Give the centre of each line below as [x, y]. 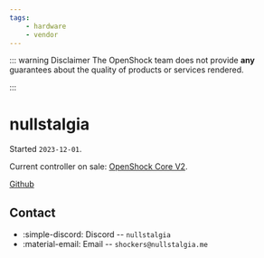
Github [22, 184]
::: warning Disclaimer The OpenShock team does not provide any [132, 61]
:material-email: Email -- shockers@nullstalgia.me [115, 244]
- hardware [46, 26]
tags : [19, 18]
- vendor [42, 34]
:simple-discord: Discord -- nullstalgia [97, 234]
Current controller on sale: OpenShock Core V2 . [99, 167]
